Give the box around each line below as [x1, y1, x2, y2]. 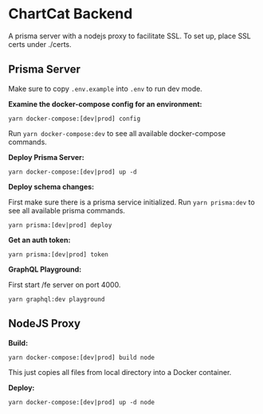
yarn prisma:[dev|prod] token [8, 250, 109, 259]
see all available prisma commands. [8, 205, 126, 215]
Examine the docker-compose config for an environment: [8, 99, 202, 108]
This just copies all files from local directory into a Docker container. [8, 367, 232, 377]
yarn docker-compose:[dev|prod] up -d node [8, 398, 155, 406]
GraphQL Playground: [8, 264, 82, 274]
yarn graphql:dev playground [8, 295, 105, 303]
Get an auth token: [8, 235, 71, 244]
